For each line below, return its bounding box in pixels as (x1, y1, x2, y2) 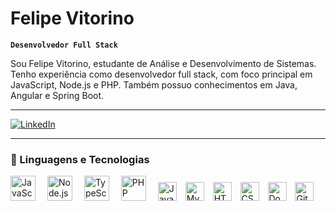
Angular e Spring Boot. (10, 89, 105, 101)
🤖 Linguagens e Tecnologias (10, 152, 150, 166)
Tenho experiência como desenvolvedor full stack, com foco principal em (10, 68, 313, 80)
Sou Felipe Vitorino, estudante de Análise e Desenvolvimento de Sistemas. (10, 57, 317, 69)
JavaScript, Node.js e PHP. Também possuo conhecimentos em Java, (10, 78, 298, 91)
